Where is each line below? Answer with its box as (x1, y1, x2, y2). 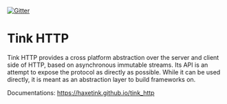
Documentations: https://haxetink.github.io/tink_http (7, 88, 155, 96)
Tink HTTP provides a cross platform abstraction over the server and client (7, 53, 219, 61)
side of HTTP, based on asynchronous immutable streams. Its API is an (7, 61, 208, 69)
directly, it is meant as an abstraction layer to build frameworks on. (7, 75, 196, 83)
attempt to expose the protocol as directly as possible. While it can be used (7, 67, 221, 76)
